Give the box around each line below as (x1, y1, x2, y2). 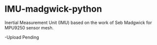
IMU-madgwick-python (4, 3, 103, 15)
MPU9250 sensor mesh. (4, 24, 54, 30)
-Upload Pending (4, 34, 39, 40)
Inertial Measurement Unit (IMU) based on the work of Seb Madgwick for (4, 20, 152, 25)
